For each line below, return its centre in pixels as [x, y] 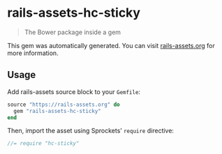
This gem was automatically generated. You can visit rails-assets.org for [111, 45]
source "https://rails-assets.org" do [64, 105]
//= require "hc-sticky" [43, 144]
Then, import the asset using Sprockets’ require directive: [91, 131]
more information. [33, 53]
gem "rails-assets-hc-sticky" [57, 111]
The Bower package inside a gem [72, 32]
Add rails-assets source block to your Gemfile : [74, 91]
